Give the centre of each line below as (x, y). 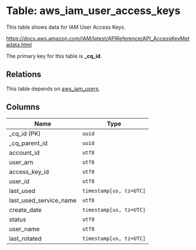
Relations (24, 75)
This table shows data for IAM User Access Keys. (66, 27)
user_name (24, 229)
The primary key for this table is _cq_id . (54, 56)
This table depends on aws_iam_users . (53, 89)
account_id (24, 153)
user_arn (21, 162)
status (18, 219)
